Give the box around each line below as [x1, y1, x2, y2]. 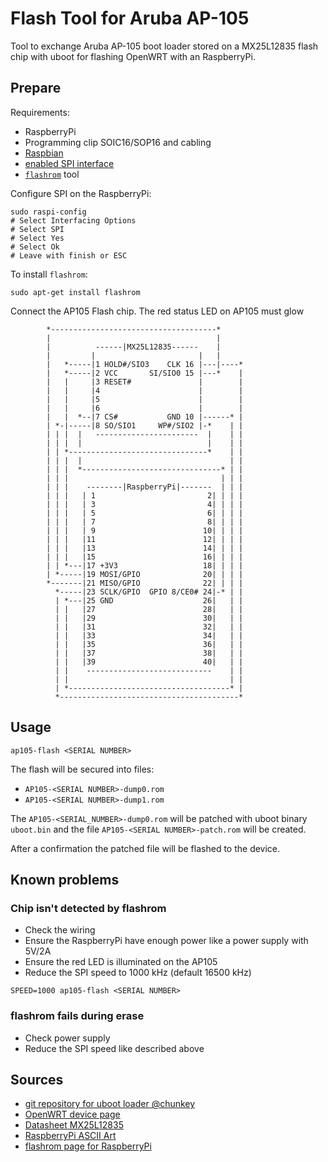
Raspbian [24, 147, 64, 159]
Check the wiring [24, 924, 96, 936]
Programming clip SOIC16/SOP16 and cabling [24, 136, 212, 148]
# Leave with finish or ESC [10, 250, 128, 261]
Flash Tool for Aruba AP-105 [10, 7, 250, 30]
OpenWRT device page [24, 1108, 121, 1121]
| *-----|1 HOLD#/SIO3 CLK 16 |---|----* [46, 359, 244, 369]
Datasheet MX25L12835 [24, 1119, 124, 1131]
